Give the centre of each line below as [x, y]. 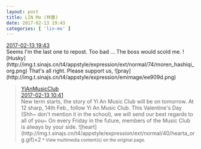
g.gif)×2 [31, 140]
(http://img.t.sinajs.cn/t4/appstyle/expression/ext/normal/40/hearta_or [108, 133]
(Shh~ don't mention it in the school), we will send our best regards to [107, 114]
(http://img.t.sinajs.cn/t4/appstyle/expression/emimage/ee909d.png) [91, 77]
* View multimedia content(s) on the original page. [94, 140]
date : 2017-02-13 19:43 [36, 23]
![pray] [123, 71]
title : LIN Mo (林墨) [32, 17]
